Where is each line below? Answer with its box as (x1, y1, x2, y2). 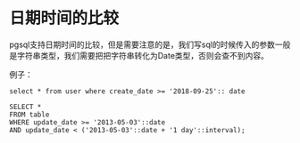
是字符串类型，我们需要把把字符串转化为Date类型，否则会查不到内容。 (9, 50, 270, 60)
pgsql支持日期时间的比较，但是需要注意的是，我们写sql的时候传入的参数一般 (9, 39, 291, 50)
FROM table (9, 110, 50, 119)
